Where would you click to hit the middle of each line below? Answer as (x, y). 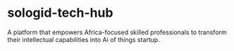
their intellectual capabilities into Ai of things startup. (84, 39)
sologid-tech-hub (60, 13)
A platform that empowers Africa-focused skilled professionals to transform (117, 32)
